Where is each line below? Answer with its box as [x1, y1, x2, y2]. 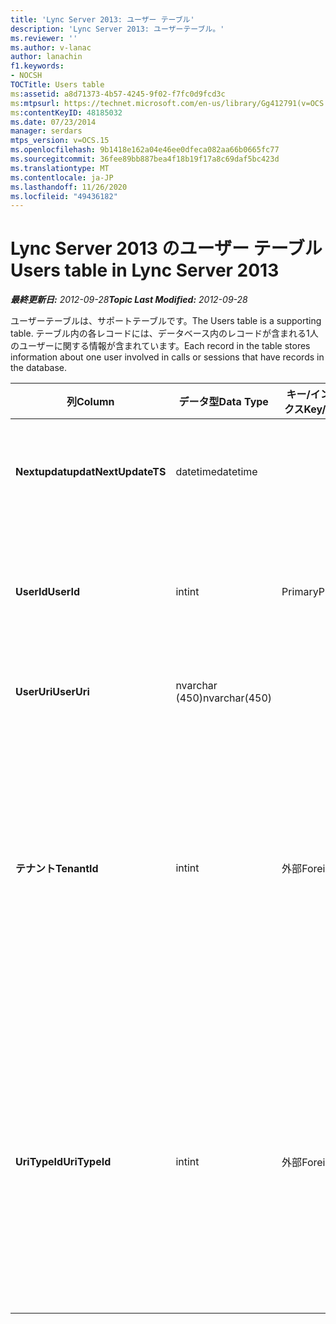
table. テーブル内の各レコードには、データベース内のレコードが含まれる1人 [10, 327, 319, 340]
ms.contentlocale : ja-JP [10, 172, 114, 183]
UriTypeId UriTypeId [15, 1155, 112, 1169]
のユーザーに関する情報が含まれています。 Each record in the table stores [10, 340, 311, 352]
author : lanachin [10, 52, 83, 62]
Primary [281, 585, 319, 599]
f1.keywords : [10, 61, 65, 71]
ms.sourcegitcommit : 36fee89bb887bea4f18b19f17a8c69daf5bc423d [10, 154, 280, 164]
